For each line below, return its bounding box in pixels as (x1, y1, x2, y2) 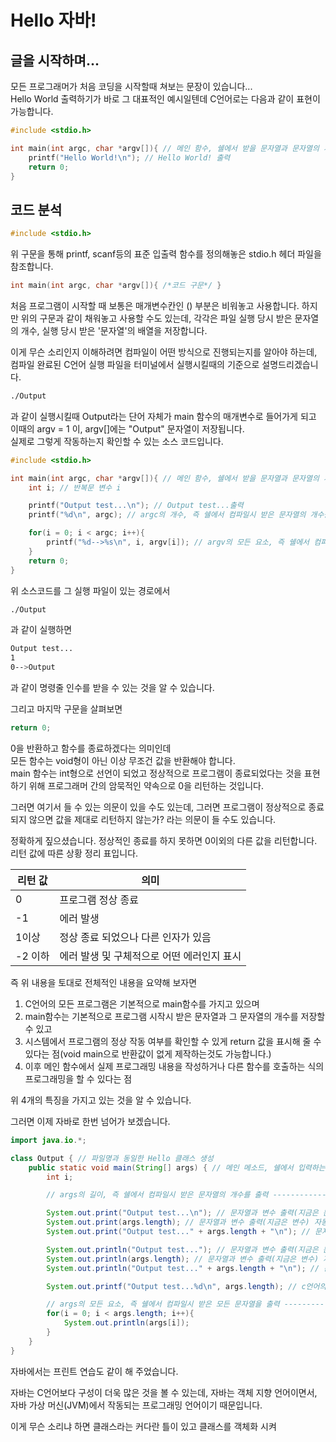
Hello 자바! (10, 9, 97, 32)
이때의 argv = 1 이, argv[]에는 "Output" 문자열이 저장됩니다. (10, 422, 245, 435)
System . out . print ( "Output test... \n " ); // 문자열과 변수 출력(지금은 (46, 1208, 319, 1218)
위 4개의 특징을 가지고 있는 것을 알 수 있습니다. (10, 1094, 192, 1106)
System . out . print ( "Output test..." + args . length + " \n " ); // (46, 1227, 311, 1237)
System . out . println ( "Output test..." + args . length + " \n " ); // (46, 1263, 320, 1273)
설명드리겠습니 (261, 358, 319, 370)
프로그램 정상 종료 (59, 892, 139, 906)
